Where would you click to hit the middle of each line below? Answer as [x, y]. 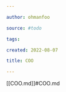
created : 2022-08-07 [32, 50]
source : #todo [24, 28]
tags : [13, 39]
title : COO [20, 61]
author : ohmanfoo [28, 17]
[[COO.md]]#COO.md [33, 84]
